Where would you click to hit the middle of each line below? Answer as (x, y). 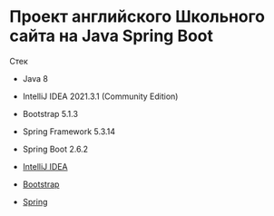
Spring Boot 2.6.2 (55, 149)
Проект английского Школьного (137, 17)
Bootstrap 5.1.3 (50, 113)
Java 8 (35, 78)
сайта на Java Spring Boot (112, 36)
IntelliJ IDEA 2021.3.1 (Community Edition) (100, 96)
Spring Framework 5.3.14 (69, 131)
